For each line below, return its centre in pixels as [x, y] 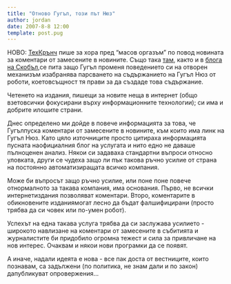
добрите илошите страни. [45, 110]
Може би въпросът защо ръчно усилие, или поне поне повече [99, 181]
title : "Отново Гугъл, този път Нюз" [61, 13]
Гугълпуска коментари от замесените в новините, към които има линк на [116, 131]
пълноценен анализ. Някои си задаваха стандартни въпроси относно [110, 153]
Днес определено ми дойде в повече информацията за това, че [102, 123]
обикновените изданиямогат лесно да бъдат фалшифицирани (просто [111, 203]
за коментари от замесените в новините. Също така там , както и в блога [115, 60]
